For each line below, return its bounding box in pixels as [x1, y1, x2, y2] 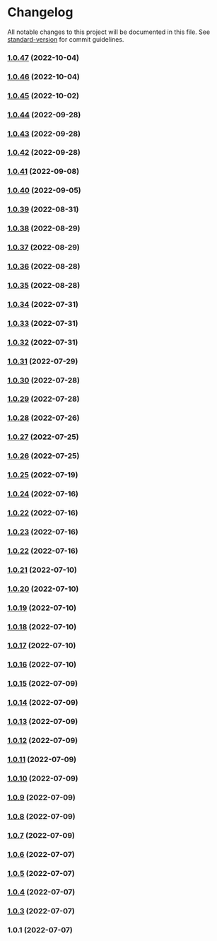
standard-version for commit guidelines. [7, 35, 124, 43]
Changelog [7, 4, 74, 21]
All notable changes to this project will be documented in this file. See [7, 28, 211, 36]
